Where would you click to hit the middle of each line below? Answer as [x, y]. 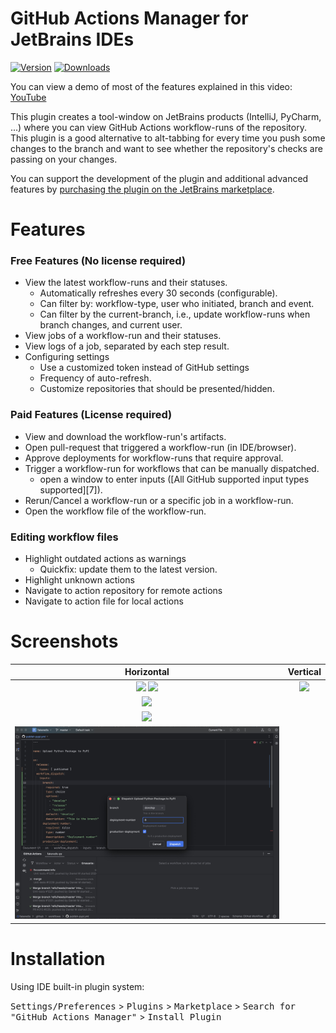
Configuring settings [67, 357]
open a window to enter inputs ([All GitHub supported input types [174, 479]
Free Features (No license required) [98, 261]
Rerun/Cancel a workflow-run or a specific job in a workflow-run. [159, 500]
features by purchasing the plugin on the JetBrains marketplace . [142, 189]
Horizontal [147, 672]
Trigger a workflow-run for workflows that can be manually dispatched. [172, 468]
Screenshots [64, 641]
